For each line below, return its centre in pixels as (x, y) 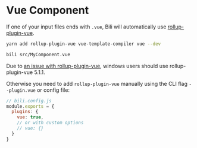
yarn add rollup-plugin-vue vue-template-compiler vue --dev (84, 44)
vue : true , (30, 117)
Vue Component (48, 10)
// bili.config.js (29, 101)
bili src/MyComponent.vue (38, 54)
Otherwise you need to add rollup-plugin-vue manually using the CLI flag (97, 83)
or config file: (53, 90)
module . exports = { (30, 106)
